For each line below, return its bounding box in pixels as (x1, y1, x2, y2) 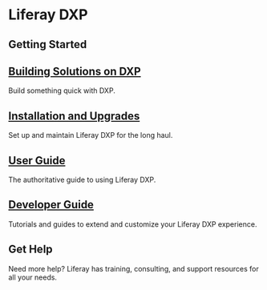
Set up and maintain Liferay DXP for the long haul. (8, 131, 173, 140)
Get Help (8, 243, 54, 256)
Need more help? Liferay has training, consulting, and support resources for (8, 264, 259, 273)
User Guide (8, 154, 66, 167)
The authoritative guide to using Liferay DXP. (8, 175, 156, 185)
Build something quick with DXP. (8, 86, 116, 95)
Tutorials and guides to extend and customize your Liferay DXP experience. (8, 219, 257, 229)
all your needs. (8, 272, 58, 282)
